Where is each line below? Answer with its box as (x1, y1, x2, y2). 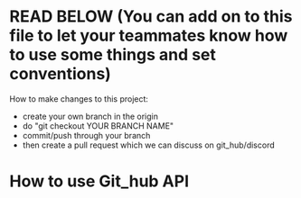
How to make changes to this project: (9, 93, 149, 104)
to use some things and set (9, 45, 217, 65)
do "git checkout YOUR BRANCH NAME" (22, 120, 174, 131)
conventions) (9, 64, 111, 85)
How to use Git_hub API (9, 171, 190, 192)
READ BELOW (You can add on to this (9, 6, 293, 27)
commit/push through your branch (22, 130, 151, 140)
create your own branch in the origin (22, 111, 159, 121)
